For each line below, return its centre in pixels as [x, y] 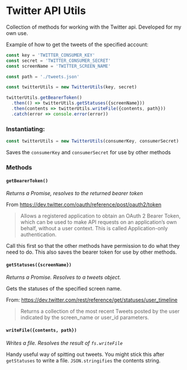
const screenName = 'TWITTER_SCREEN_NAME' [58, 66]
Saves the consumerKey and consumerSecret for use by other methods [89, 152]
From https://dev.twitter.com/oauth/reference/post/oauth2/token [84, 205]
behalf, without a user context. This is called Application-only [94, 229]
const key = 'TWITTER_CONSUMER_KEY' [51, 55]
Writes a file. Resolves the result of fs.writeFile [64, 343]
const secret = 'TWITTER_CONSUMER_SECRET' [58, 60]
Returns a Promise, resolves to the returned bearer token [75, 193]
